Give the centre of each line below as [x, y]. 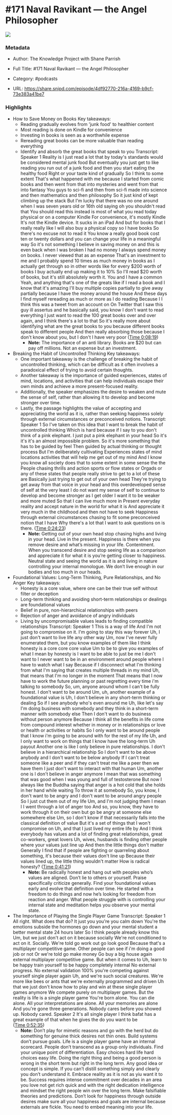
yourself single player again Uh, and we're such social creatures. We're [88, 976]
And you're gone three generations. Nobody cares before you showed [87, 1009]
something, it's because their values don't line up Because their [88, 856]
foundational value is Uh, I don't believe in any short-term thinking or [93, 697]
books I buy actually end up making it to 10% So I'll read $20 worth [91, 271]
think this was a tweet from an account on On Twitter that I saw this [92, 304]
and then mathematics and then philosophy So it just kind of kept [89, 195]
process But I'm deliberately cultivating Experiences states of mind [91, 452]
